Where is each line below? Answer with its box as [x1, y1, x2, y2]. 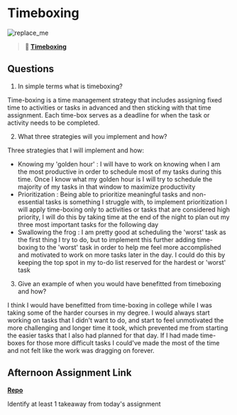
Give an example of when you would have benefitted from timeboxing [17, 279, 221, 288]
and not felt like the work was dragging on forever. [7, 346, 155, 354]
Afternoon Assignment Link [7, 367, 132, 379]
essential [17, 197, 45, 206]
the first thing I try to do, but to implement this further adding [17, 235, 196, 243]
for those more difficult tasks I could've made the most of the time [26, 338, 220, 347]
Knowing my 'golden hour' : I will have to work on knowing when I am [17, 159, 221, 168]
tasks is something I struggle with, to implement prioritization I [45, 197, 227, 206]
